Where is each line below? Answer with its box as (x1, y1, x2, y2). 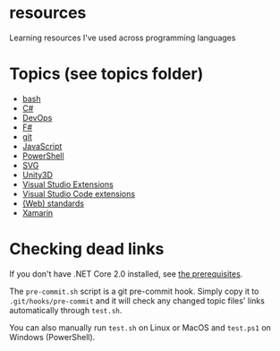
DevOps (21, 112, 53, 123)
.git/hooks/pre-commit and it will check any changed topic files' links (9, 295, 266, 306)
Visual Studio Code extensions (21, 188, 136, 199)
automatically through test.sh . (9, 304, 123, 315)
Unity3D (21, 169, 54, 180)
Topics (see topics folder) (9, 64, 204, 84)
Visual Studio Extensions (21, 178, 114, 190)
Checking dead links (9, 239, 165, 260)
